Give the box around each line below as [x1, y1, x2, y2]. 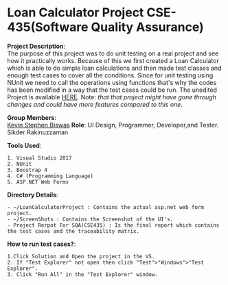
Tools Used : [7, 141, 42, 149]
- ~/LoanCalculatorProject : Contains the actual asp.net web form [7, 203, 205, 210]
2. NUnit [7, 160, 32, 167]
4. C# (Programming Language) [7, 173, 94, 179]
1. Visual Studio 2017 [7, 154, 72, 162]
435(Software [7, 19, 89, 35]
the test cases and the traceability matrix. [7, 227, 139, 234]
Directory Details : [7, 190, 58, 199]
